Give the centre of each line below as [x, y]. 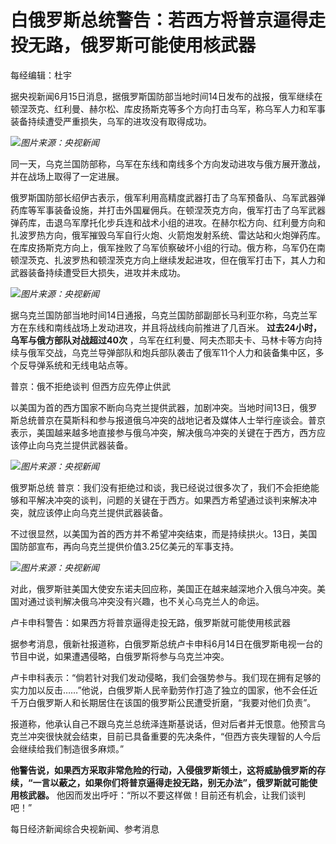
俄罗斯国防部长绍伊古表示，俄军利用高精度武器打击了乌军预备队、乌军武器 [163, 197]
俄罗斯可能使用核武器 [168, 45]
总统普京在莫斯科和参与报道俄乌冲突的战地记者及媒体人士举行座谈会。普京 [172, 420]
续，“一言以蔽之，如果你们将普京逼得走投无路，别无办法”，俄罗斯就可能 [160, 782]
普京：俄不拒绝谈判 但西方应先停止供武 [90, 386]
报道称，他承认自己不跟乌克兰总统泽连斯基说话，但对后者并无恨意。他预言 [163, 723]
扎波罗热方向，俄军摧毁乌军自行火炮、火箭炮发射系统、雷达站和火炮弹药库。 [168, 235]
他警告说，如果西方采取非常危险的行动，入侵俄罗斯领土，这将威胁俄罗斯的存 [168, 770]
